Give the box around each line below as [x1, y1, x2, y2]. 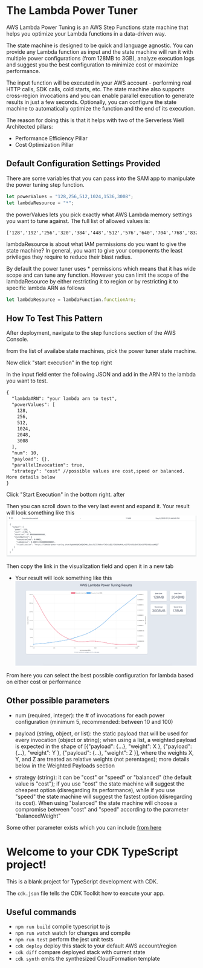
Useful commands [6, 907, 77, 917]
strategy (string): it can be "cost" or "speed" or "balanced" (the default [14, 773, 192, 781]
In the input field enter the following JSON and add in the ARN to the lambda [6, 371, 196, 378]
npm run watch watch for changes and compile [14, 929, 131, 937]
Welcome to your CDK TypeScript [6, 845, 178, 859]
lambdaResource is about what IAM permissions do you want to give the [6, 240, 186, 248]
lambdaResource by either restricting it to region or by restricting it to [6, 277, 178, 285]
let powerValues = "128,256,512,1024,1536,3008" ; [6, 193, 134, 199]
